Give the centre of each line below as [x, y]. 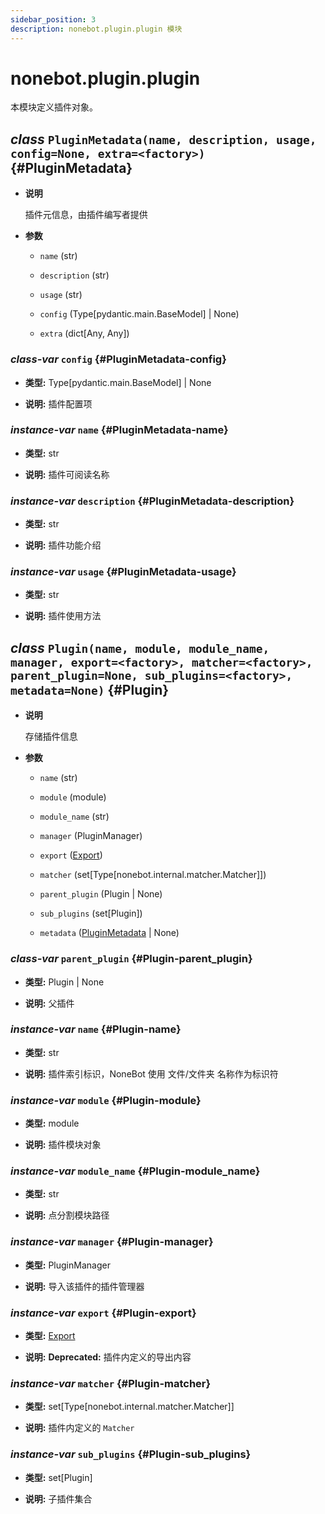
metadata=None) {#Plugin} [90, 689]
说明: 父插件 [49, 1003]
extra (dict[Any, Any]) [84, 333]
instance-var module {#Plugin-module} [106, 1100]
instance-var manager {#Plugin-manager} [112, 1242]
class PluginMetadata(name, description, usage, [163, 139]
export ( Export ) [71, 855]
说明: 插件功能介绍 [63, 545]
